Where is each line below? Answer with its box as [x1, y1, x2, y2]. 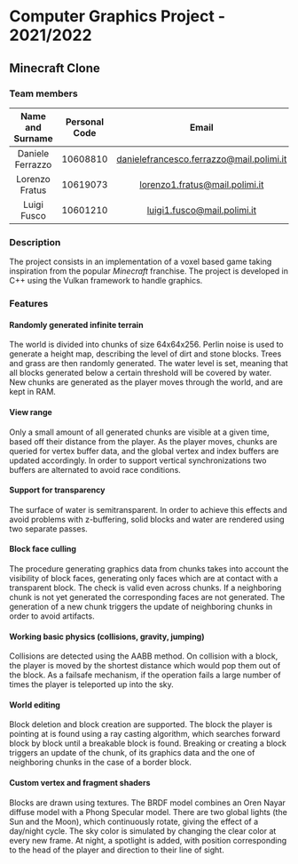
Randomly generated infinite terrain [9, 319, 144, 330]
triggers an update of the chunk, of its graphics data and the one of [9, 748, 255, 758]
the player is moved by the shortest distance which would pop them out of [9, 660, 281, 671]
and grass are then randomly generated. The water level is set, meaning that [9, 358, 288, 369]
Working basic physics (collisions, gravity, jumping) [9, 631, 205, 642]
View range [9, 406, 53, 417]
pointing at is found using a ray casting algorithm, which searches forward [9, 729, 281, 740]
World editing [9, 700, 60, 710]
